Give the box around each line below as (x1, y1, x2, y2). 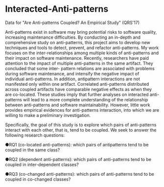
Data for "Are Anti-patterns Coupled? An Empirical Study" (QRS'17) (5, 20, 140, 25)
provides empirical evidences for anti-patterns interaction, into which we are (5, 107, 160, 113)
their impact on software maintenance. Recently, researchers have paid (5, 55, 149, 61)
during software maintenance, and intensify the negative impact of (5, 70, 140, 76)
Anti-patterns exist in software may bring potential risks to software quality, (5, 29, 157, 35)
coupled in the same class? (5, 147, 60, 153)
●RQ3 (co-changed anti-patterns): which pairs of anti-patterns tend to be (5, 171, 154, 177)
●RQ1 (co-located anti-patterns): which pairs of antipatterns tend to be (5, 141, 149, 147)
